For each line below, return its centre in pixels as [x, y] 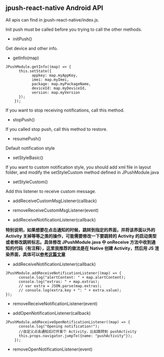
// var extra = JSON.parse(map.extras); [60, 286]
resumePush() [27, 139]
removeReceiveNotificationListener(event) [55, 304]
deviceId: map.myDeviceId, [59, 88]
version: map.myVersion [56, 93]
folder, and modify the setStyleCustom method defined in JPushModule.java [82, 172]
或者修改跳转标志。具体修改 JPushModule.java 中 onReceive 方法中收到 [79, 242]
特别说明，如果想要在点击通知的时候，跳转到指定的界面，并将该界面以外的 [80, 230]
